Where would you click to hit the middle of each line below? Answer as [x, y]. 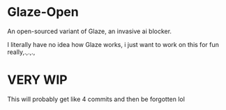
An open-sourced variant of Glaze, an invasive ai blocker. [90, 31]
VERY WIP [37, 80]
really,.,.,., [21, 52]
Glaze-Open [43, 12]
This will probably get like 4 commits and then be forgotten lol [96, 99]
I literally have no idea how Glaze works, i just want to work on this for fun [113, 44]
